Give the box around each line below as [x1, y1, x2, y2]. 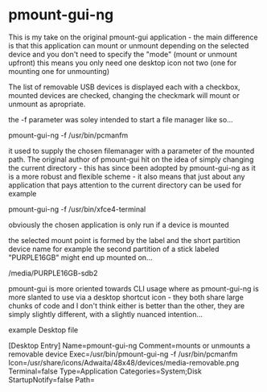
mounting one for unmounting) [8, 66, 110, 76]
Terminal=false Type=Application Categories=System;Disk [8, 366, 203, 376]
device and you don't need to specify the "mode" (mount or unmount [8, 49, 237, 59]
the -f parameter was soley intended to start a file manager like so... [8, 114, 233, 124]
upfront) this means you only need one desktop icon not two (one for [8, 58, 237, 68]
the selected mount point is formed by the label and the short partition [8, 235, 241, 245]
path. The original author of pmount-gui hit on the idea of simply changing [8, 155, 254, 164]
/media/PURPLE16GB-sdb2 [8, 268, 98, 278]
